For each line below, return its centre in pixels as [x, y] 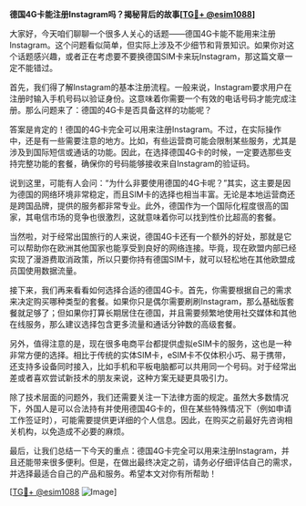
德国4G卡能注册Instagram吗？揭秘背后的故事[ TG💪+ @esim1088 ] [133, 14]
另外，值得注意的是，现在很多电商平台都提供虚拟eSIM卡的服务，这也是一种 [151, 344]
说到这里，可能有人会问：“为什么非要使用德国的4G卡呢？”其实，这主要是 [146, 183]
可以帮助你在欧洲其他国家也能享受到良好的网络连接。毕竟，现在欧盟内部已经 [153, 248]
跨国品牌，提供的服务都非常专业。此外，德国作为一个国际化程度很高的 [148, 206]
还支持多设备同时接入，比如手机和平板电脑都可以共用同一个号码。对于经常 [149, 367]
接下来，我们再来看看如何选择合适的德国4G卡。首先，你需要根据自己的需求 [151, 290]
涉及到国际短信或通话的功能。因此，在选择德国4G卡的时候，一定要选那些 [147, 152]
